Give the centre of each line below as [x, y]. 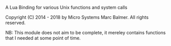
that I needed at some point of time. [43, 38]
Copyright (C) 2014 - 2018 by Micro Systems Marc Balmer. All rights [77, 17]
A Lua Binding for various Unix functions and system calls [66, 7]
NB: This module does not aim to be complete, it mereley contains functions [85, 32]
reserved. [15, 23]
